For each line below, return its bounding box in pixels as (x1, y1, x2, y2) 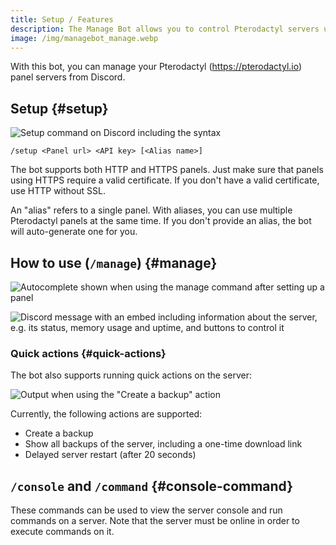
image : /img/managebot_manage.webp (10, 33, 159, 43)
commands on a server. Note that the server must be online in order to (10, 515, 300, 527)
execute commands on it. (10, 526, 115, 538)
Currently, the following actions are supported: (10, 408, 203, 420)
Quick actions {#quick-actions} (10, 346, 167, 360)
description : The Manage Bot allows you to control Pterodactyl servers (10, 24, 320, 34)
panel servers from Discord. (10, 71, 126, 83)
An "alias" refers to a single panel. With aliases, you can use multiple (10, 204, 293, 216)
